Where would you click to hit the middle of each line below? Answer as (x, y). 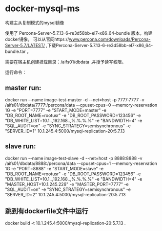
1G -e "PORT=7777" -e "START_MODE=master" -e (56, 110)
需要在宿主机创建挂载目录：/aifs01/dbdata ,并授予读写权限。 (66, 62)
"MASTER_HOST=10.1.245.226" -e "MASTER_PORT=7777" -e (67, 184)
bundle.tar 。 (18, 51)
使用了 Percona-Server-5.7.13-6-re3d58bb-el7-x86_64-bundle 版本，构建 (79, 33)
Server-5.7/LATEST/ (25, 45)
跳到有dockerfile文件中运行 (47, 211)
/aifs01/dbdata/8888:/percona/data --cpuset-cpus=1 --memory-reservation (81, 163)
